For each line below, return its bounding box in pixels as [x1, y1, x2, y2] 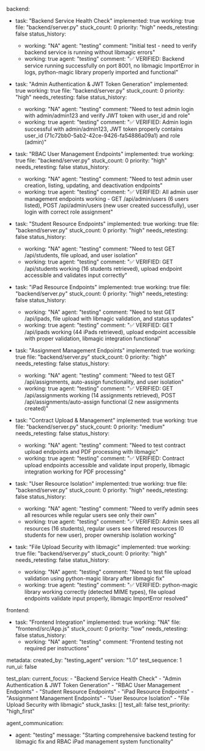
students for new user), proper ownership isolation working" [24, 531, 177, 539]
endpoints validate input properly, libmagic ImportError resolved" [24, 595, 188, 602]
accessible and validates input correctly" [24, 271, 127, 279]
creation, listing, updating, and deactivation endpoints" [24, 182, 163, 189]
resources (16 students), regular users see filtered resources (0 [24, 525, 184, 532]
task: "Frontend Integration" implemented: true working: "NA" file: [15, 618, 181, 626]
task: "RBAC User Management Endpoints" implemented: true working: [15, 150, 195, 157]
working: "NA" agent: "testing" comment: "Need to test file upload [24, 568, 192, 575]
